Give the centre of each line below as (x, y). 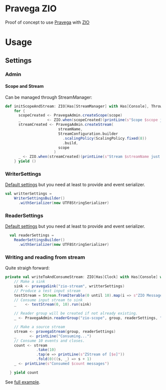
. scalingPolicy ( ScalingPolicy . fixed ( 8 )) (105, 138)
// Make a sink (30, 282)
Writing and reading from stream (45, 257)
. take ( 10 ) (46, 350)
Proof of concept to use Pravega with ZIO (47, 22)
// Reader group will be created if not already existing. (76, 313)
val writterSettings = (28, 194)
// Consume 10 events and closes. (49, 341)
